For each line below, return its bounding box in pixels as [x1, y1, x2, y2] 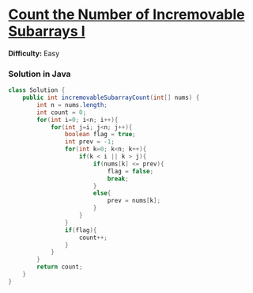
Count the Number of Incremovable [8, 6, 245, 24]
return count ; [36, 263, 83, 271]
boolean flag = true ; [64, 131, 136, 139]
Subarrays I [8, 22, 85, 40]
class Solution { [8, 86, 66, 94]
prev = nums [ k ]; [107, 196, 160, 205]
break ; [107, 174, 129, 183]
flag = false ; [107, 167, 154, 175]
